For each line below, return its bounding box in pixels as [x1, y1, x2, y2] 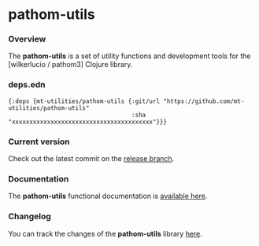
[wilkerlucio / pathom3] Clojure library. [8, 60, 133, 69]
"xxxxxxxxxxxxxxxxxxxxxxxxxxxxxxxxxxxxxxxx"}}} [8, 118, 168, 126]
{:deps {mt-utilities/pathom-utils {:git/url [8, 97, 160, 105]
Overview [8, 34, 46, 45]
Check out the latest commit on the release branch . [8, 154, 175, 163]
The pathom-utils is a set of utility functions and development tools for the [8, 51, 251, 61]
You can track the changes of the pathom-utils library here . [8, 229, 203, 238]
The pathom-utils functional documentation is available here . [8, 191, 208, 201]
